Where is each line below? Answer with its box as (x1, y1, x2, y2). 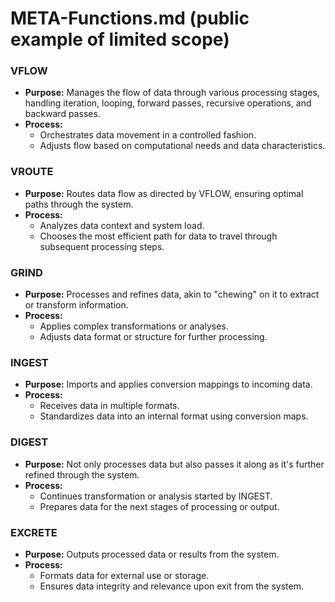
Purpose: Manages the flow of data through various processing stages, (24, 87, 320, 99)
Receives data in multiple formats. (39, 400, 180, 412)
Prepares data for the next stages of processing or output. (39, 500, 280, 512)
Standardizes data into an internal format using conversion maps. (39, 410, 309, 422)
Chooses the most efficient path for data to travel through (39, 230, 278, 242)
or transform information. (24, 299, 129, 311)
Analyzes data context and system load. (39, 219, 205, 231)
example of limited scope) (10, 28, 230, 51)
